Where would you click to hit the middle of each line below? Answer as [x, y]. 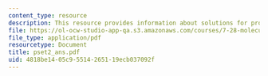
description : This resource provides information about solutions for [128, 23]
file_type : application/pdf [55, 38]
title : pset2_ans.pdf [44, 52]
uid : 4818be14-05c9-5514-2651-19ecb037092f [82, 60]
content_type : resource [48, 15]
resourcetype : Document [48, 45]
